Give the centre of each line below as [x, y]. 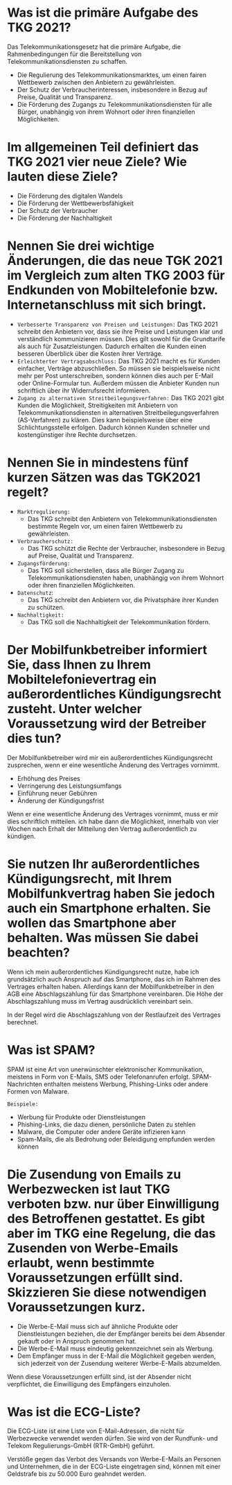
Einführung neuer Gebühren [57, 793]
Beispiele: [23, 1104]
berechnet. [23, 1022]
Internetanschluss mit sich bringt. [107, 305]
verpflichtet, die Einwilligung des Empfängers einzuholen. [89, 1384]
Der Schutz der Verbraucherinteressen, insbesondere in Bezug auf [112, 89]
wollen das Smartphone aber [92, 923]
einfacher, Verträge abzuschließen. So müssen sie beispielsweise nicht [118, 368]
